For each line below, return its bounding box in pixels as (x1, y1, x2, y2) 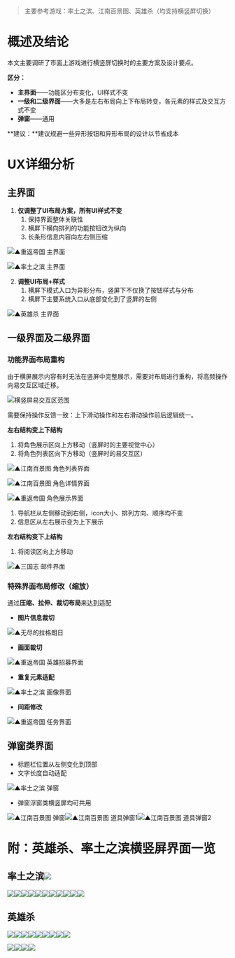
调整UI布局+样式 (17, 277, 65, 286)
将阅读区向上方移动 (17, 547, 73, 555)
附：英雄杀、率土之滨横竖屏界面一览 (7, 840, 216, 856)
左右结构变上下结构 (7, 425, 63, 433)
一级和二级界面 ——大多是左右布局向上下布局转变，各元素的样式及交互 (17, 97, 220, 105)
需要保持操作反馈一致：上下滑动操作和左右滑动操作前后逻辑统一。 (7, 410, 197, 419)
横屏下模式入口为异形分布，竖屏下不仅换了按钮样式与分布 (27, 286, 194, 294)
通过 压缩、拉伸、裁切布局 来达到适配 (7, 598, 112, 606)
